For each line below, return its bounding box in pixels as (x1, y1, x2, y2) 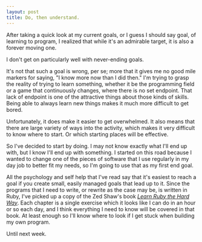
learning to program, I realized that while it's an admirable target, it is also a (6, 38, 194, 45)
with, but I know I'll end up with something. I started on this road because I (6, 149, 192, 156)
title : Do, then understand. (6, 15, 80, 21)
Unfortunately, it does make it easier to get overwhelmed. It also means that (6, 117, 195, 125)
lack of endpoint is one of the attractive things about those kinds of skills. (6, 93, 189, 100)
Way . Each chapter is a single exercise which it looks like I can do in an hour (6, 199, 196, 206)
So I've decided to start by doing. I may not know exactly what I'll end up (6, 142, 187, 149)
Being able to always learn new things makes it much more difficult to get (6, 99, 189, 106)
